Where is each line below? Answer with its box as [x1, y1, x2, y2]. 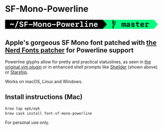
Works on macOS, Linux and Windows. [5, 79, 83, 84]
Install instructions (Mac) [5, 93, 83, 101]
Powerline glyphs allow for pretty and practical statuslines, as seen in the [5, 59, 151, 65]
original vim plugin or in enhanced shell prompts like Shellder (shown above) [5, 64, 158, 70]
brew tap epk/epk [5, 106, 40, 111]
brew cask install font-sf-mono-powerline [5, 111, 92, 116]
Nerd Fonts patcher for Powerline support [5, 46, 134, 54]
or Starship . [5, 69, 29, 75]
